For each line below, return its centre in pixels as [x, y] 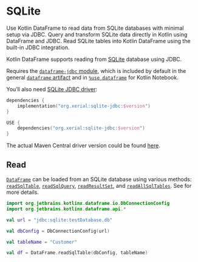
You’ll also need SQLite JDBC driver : [52, 89]
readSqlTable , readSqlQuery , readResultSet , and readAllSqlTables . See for [99, 186]
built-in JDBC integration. [38, 47]
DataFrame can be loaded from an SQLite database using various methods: [99, 179]
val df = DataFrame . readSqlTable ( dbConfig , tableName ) [77, 253]
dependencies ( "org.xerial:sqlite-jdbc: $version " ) [81, 128]
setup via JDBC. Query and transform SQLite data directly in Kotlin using [97, 34]
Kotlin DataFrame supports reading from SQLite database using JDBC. [94, 59]
